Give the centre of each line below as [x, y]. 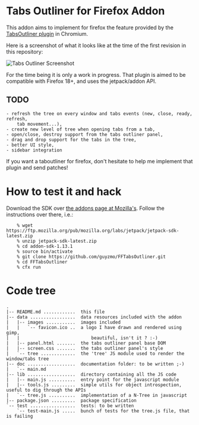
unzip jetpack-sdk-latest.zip [59, 241]
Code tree [31, 291]
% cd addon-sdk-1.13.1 [45, 246]
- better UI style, [30, 145]
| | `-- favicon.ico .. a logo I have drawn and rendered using [94, 327]
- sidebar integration [34, 150]
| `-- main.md [26, 369]
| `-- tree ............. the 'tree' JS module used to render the [95, 353]
